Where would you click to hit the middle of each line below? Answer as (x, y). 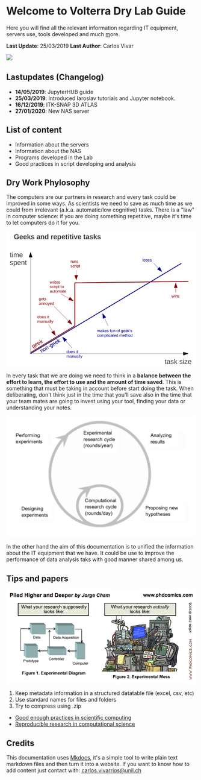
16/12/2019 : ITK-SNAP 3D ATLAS (56, 104)
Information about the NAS (48, 151)
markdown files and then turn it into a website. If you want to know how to (98, 764)
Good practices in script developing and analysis (76, 163)
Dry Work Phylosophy (48, 182)
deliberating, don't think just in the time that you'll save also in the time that (99, 395)
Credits (20, 743)
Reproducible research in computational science (75, 724)
